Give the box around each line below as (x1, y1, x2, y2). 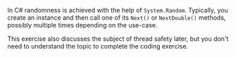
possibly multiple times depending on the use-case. (7, 21, 158, 29)
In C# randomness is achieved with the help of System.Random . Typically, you (7, 6, 229, 14)
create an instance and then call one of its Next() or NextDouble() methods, (7, 13, 226, 22)
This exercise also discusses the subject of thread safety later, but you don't (7, 34, 229, 43)
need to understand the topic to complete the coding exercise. (7, 42, 189, 50)
